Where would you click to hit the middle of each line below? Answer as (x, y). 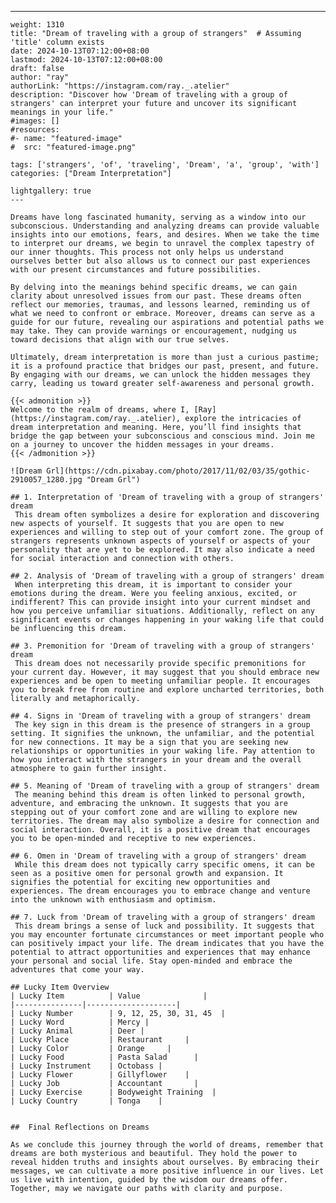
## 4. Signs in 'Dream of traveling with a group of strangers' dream (160, 716)
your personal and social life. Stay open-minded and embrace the (151, 961)
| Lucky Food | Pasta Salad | (104, 1057)
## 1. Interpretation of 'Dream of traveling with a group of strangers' (167, 497)
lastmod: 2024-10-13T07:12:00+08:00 (86, 60)
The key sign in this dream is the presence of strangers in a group (162, 725)
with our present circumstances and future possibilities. (136, 270)
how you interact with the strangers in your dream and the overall (156, 760)
